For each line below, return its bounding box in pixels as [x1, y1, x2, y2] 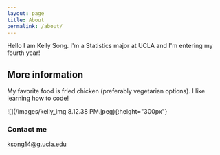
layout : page [7, 10, 45, 17]
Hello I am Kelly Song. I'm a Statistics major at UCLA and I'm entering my [7, 42, 213, 50]
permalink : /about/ [7, 23, 63, 29]
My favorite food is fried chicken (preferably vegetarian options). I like [7, 87, 206, 95]
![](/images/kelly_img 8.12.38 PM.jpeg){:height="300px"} [7, 108, 168, 116]
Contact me [7, 125, 47, 134]
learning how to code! [7, 94, 69, 103]
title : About [7, 16, 45, 23]
